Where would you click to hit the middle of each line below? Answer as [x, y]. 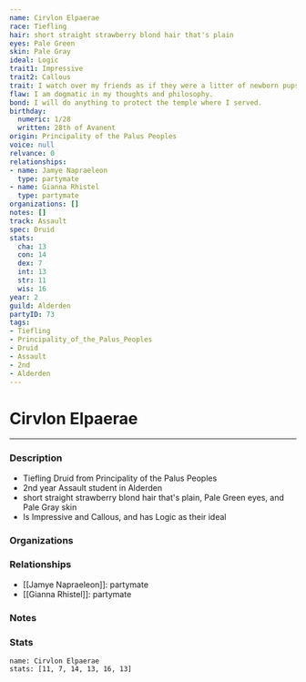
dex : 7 [30, 264]
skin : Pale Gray [40, 52]
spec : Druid [32, 229]
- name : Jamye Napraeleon [58, 170]
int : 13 [32, 272]
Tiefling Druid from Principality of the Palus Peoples [120, 478]
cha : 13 [32, 247]
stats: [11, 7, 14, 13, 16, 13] [71, 669]
